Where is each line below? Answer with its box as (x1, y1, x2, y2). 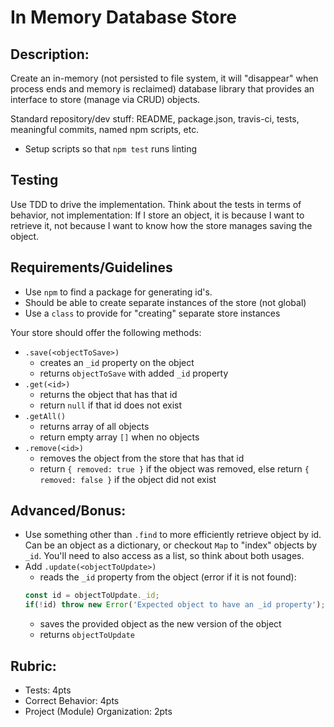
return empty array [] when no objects (39, 431, 200, 443)
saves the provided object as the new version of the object (39, 618, 282, 630)
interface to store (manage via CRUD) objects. (10, 94, 201, 105)
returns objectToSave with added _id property (39, 367, 229, 379)
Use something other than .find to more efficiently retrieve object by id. (24, 529, 322, 541)
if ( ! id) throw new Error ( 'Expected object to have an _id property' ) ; (24, 600, 326, 610)
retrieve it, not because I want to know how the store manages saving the (10, 219, 313, 231)
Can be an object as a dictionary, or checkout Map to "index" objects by (24, 539, 317, 551)
